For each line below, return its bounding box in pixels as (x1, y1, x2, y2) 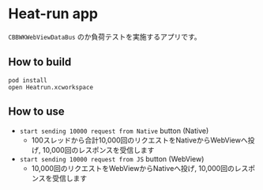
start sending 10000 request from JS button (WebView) (19, 154, 205, 163)
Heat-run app (8, 5, 99, 23)
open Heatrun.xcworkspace (8, 83, 93, 91)
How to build (8, 55, 72, 69)
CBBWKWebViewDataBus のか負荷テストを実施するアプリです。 (8, 32, 201, 41)
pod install (8, 76, 47, 84)
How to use (8, 104, 65, 119)
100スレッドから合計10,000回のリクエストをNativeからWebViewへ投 (31, 135, 255, 145)
